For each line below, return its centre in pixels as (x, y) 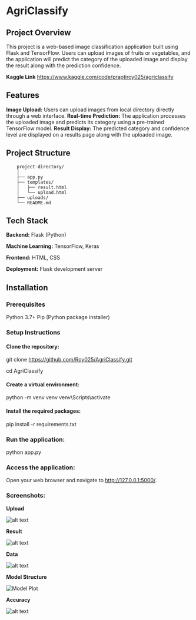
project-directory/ (41, 167)
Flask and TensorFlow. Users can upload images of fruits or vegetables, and (98, 53)
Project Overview (39, 33)
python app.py (24, 452)
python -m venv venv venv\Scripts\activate (58, 397)
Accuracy (18, 599)
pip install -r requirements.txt (41, 424)
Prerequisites (26, 304)
